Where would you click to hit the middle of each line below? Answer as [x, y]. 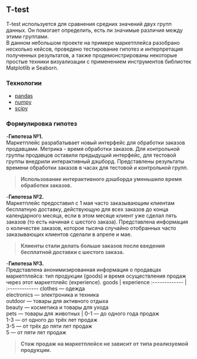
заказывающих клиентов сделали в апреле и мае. [69, 235]
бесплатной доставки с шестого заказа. [72, 252]
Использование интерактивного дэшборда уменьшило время [101, 179]
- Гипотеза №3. [25, 264]
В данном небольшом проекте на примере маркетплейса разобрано [93, 42]
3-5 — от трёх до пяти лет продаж [49, 326]
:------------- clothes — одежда [46, 289]
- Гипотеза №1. [24, 136]
